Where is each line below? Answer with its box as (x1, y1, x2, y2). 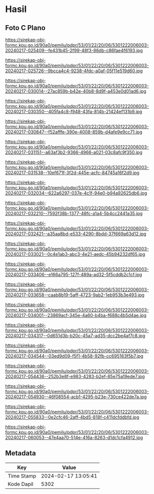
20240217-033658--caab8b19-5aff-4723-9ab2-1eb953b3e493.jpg (5, 292, 144, 298)
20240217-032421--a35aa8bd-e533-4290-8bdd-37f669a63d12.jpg (5, 231, 146, 237)
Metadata (5, 449, 36, 457)
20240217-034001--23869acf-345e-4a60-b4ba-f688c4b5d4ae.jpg (5, 312, 146, 318)
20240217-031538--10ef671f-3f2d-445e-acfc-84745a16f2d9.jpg (5, 170, 139, 176)
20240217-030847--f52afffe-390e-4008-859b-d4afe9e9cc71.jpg (5, 129, 142, 135)
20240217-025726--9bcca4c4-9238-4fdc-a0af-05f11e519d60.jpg (5, 68, 143, 74)
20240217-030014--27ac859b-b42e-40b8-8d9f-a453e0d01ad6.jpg (5, 88, 146, 94)
